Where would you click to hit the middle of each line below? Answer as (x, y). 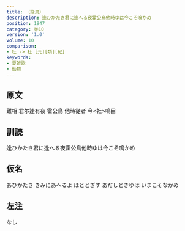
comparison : (21, 46)
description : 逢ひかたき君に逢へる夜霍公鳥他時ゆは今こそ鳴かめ (79, 18)
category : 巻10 (25, 29)
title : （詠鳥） (25, 12)
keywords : (19, 57)
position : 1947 (26, 23)
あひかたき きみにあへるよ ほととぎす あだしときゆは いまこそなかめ (92, 185)
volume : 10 (20, 40)
